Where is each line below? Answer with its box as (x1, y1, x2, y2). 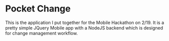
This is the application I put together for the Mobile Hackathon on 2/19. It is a (5, 19, 164, 25)
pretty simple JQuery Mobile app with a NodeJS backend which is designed (5, 24, 163, 30)
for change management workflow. (5, 30, 78, 36)
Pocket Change (5, 3, 71, 14)
